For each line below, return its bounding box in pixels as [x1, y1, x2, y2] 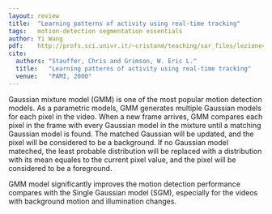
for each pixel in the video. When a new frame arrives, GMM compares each [8, 111, 263, 122]
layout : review [8, 11, 60, 20]
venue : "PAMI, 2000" [15, 72, 92, 80]
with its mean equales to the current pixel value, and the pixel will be [8, 155, 236, 165]
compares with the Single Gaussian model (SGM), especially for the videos [8, 187, 258, 197]
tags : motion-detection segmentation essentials [8, 27, 183, 35]
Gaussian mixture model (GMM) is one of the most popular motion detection [8, 94, 263, 104]
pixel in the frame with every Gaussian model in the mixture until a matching [8, 120, 261, 130]
